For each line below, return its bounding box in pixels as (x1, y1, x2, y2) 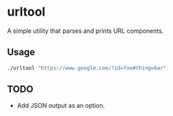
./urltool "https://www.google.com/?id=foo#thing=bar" (7, 64, 167, 72)
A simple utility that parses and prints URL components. (7, 27, 164, 35)
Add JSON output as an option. (16, 102, 105, 110)
